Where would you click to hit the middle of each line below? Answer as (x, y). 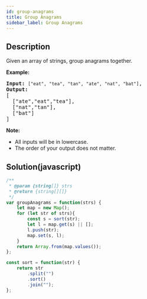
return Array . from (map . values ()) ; (59, 246)
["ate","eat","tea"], (43, 102)
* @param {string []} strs (40, 186)
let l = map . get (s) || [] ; (61, 224)
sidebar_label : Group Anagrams (45, 22)
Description (28, 46)
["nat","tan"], (34, 107)
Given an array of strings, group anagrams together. (69, 61)
